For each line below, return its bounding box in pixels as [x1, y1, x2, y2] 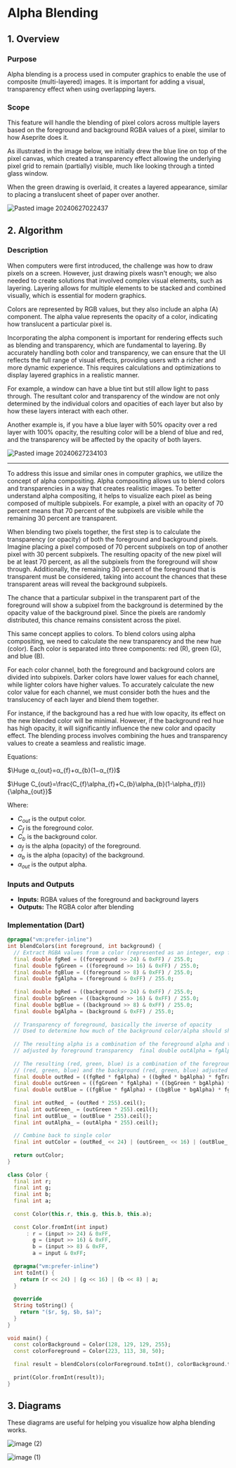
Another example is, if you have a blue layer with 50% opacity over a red [7, 420, 218, 429]
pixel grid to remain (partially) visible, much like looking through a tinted [7, 162, 214, 170]
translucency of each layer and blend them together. [7, 695, 159, 703]
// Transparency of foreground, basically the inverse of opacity [13, 1021, 212, 1028]
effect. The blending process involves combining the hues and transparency [7, 731, 228, 739]
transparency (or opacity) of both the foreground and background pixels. [7, 535, 218, 543]
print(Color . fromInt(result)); [13, 1374, 105, 1381]
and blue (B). [7, 651, 45, 660]
